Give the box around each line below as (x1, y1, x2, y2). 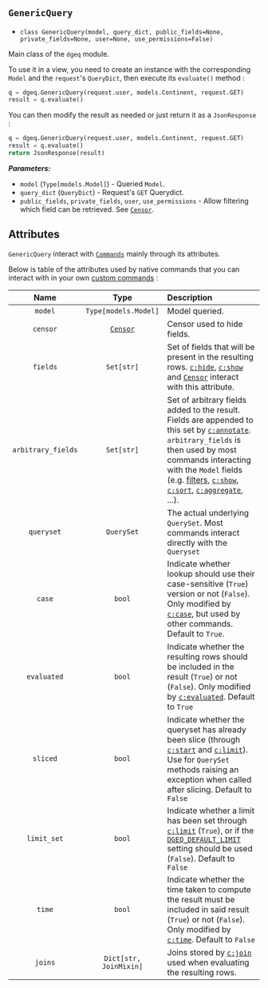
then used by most (167, 444, 237, 455)
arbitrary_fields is (167, 434, 242, 445)
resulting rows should (167, 651, 248, 662)
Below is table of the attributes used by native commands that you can (8, 264, 240, 274)
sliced (32, 754, 58, 763)
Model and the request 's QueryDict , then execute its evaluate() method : (8, 73, 245, 82)
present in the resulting (167, 351, 254, 362)
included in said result (167, 903, 250, 914)
